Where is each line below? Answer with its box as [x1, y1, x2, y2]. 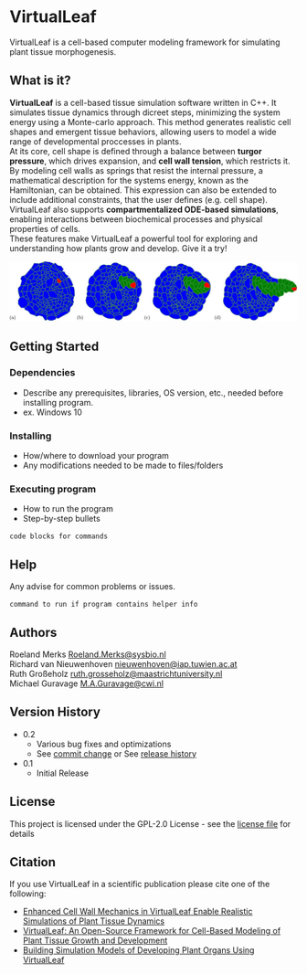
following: [9, 888, 47, 899]
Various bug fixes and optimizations [36, 738, 172, 749]
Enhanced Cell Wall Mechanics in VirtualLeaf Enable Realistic [22, 906, 253, 917]
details [9, 828, 35, 839]
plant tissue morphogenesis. [9, 46, 117, 57]
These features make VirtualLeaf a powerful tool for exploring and [9, 233, 258, 244]
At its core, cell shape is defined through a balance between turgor [9, 145, 262, 156]
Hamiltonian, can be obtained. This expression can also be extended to [9, 185, 277, 196]
